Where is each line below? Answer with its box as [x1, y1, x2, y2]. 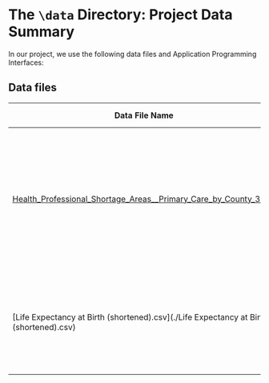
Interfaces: [8, 58, 44, 67]
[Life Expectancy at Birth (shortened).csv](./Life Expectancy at [12, 311, 248, 322]
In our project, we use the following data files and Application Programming [8, 49, 257, 58]
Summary [8, 22, 74, 41]
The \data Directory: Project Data [8, 6, 234, 24]
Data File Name [114, 110, 174, 121]
